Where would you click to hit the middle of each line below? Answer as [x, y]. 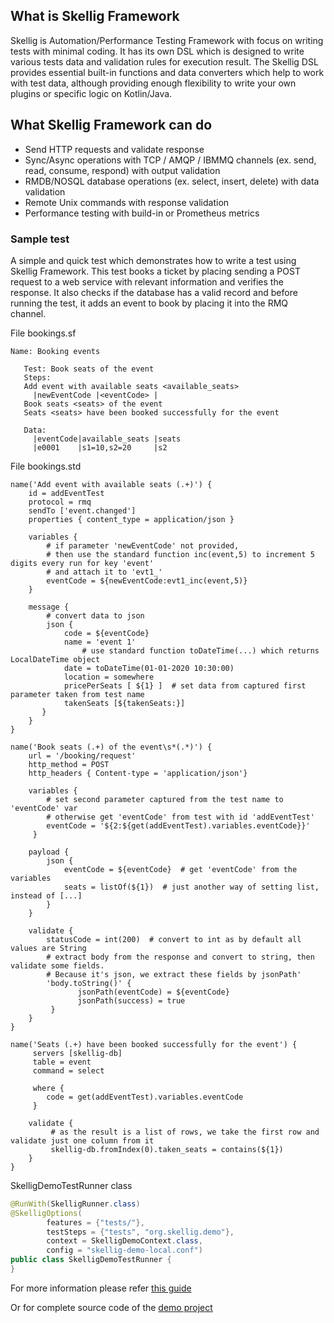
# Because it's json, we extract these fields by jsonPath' [174, 974]
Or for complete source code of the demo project [111, 1307]
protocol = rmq [60, 502]
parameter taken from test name [77, 694]
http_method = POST [69, 764]
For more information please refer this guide [101, 1288]
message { [49, 607]
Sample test [40, 239]
